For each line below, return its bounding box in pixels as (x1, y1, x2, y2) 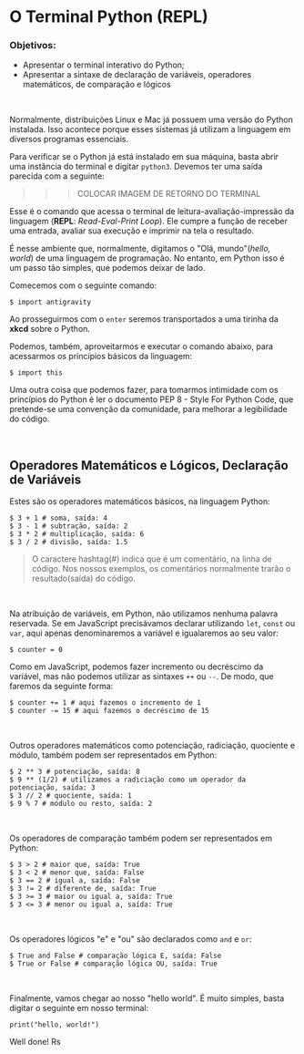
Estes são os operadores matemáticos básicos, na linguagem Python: (9, 496, 270, 507)
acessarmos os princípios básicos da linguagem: (9, 351, 193, 362)
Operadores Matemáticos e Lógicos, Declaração (9, 458, 289, 473)
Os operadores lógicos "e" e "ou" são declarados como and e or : (9, 934, 252, 945)
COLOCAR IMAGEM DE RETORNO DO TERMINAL (76, 189, 261, 200)
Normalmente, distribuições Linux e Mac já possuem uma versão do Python (9, 114, 294, 125)
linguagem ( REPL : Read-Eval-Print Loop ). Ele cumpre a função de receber (9, 216, 289, 227)
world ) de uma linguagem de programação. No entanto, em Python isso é (9, 253, 285, 263)
